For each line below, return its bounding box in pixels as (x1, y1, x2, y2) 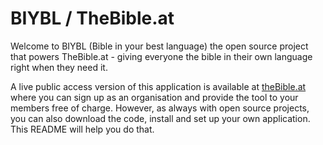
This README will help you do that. (10, 123, 155, 135)
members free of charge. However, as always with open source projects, (10, 102, 310, 114)
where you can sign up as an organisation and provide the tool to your (10, 91, 299, 103)
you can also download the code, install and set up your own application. (10, 112, 311, 124)
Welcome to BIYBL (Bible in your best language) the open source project (10, 40, 309, 52)
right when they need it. (10, 61, 108, 73)
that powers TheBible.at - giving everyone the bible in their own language (10, 50, 313, 62)
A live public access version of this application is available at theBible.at (10, 80, 307, 92)
